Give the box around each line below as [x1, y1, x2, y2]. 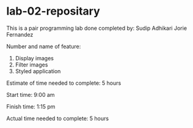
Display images [15, 54, 54, 62]
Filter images [15, 61, 48, 68]
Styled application [15, 67, 61, 74]
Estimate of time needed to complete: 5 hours [6, 79, 122, 87]
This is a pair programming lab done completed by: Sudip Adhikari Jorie [6, 24, 188, 32]
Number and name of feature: [6, 43, 81, 50]
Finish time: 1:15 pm [6, 102, 56, 110]
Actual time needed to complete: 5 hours [6, 115, 109, 122]
